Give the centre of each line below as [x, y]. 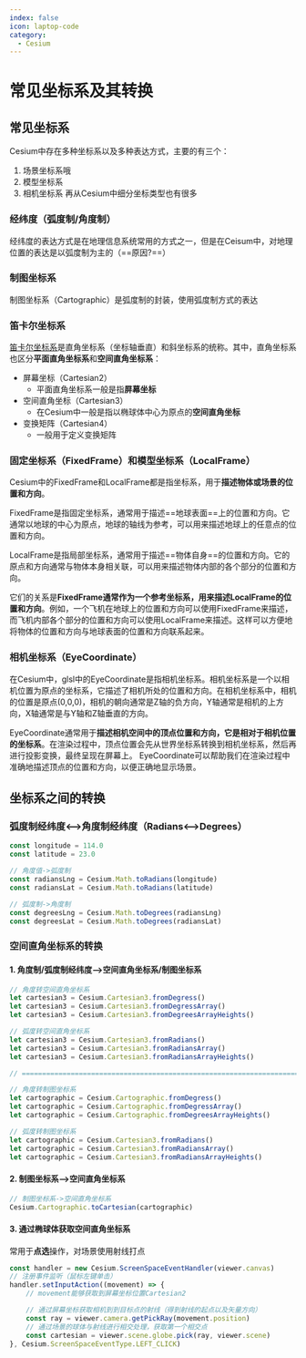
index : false [34, 18]
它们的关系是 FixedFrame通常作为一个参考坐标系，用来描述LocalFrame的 [147, 597]
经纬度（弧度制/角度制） [63, 220]
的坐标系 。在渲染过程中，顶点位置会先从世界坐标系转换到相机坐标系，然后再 [153, 744]
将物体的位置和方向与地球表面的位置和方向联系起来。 [109, 632]
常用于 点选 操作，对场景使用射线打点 [77, 1250]
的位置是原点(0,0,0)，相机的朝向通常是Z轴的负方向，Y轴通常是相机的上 [143, 702]
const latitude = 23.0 [52, 854]
